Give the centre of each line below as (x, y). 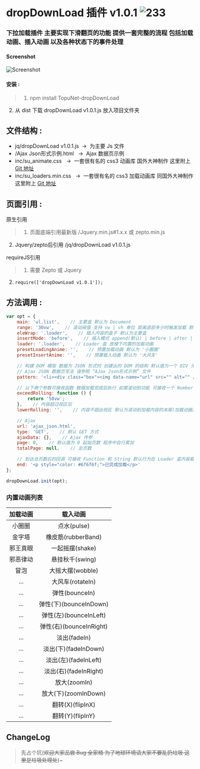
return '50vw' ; (46, 399)
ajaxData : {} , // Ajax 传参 (55, 437)
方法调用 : (24, 302)
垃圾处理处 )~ (47, 760)
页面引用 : (24, 204)
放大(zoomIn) (74, 682)
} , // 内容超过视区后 (45, 404)
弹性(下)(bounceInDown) (74, 604)
